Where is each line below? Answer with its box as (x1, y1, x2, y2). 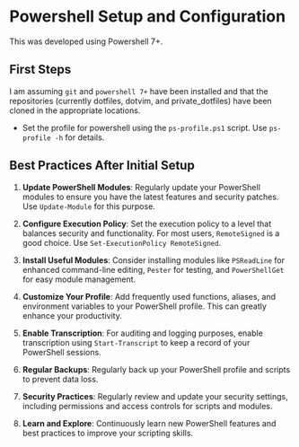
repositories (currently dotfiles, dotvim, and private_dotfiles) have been (9, 95, 272, 106)
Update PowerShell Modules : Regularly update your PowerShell (22, 181, 260, 192)
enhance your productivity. (22, 310, 123, 320)
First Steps (9, 62, 72, 77)
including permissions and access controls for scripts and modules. (22, 400, 273, 411)
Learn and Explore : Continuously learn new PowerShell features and (22, 417, 277, 428)
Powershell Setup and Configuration (9, 6, 286, 27)
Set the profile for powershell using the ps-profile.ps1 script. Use (22, 122, 268, 133)
